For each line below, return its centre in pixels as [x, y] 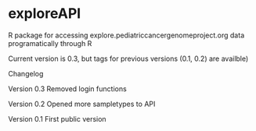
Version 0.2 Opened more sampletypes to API [82, 104]
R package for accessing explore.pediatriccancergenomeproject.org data [126, 35]
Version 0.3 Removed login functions [67, 89]
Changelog [26, 73]
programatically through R [50, 43]
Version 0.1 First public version [58, 119]
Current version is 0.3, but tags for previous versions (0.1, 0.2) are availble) [128, 58]
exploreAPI [45, 14]
